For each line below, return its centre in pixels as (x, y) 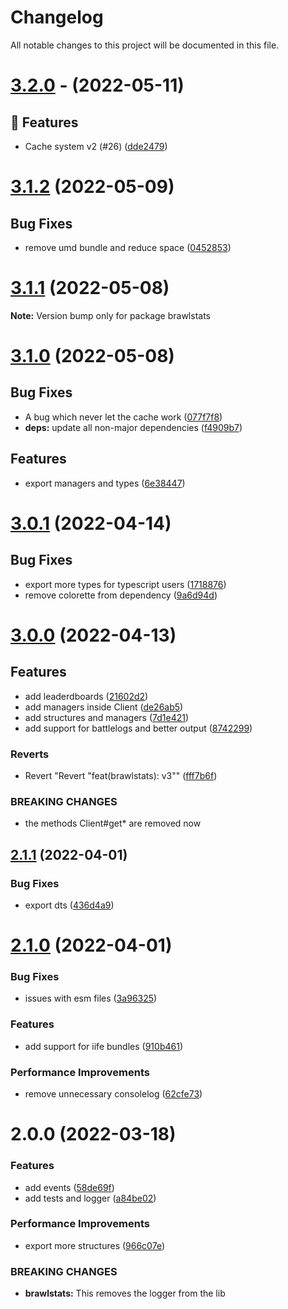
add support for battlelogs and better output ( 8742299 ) (138, 728)
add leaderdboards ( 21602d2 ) (86, 696)
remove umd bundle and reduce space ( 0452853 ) (128, 247)
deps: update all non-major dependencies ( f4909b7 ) (133, 427)
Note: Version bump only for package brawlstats (110, 315)
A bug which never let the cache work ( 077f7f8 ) (123, 417)
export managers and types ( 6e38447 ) (105, 483)
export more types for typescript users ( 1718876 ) (125, 584)
